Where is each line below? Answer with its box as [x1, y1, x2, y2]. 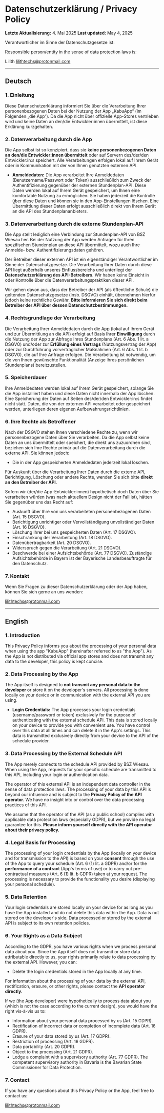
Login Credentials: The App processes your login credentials [12, 707, 136, 713]
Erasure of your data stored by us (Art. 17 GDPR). [12, 1033, 111, 1039]
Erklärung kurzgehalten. [5, 124, 54, 129]
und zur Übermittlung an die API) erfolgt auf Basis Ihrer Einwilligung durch [5, 331, 155, 336]
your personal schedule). [5, 881, 55, 887]
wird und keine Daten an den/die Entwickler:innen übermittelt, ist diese [5, 118, 147, 124]
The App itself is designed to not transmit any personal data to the [5, 682, 141, 688]
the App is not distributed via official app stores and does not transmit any [5, 653, 154, 659]
